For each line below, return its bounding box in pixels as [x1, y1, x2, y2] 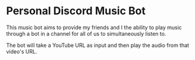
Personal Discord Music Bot [6, 4, 146, 18]
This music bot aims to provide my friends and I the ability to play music [6, 24, 183, 31]
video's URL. [6, 48, 37, 55]
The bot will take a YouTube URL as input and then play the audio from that [6, 42, 189, 49]
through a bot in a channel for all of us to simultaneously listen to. [6, 30, 166, 37]
